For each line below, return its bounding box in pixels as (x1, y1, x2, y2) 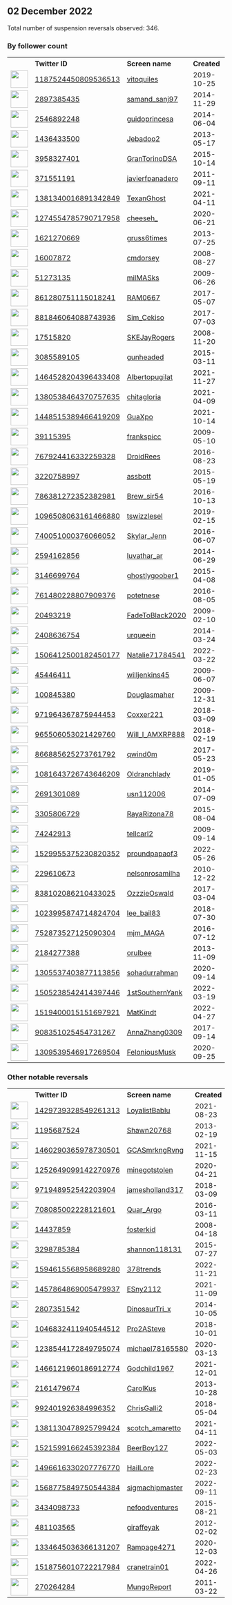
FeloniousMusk (126, 1048, 176, 1057)
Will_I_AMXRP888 (126, 730, 185, 740)
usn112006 (126, 789, 166, 799)
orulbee (126, 948, 152, 958)
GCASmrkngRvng (126, 1146, 184, 1155)
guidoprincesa (126, 114, 174, 124)
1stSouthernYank (126, 988, 183, 997)
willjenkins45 (126, 670, 170, 680)
